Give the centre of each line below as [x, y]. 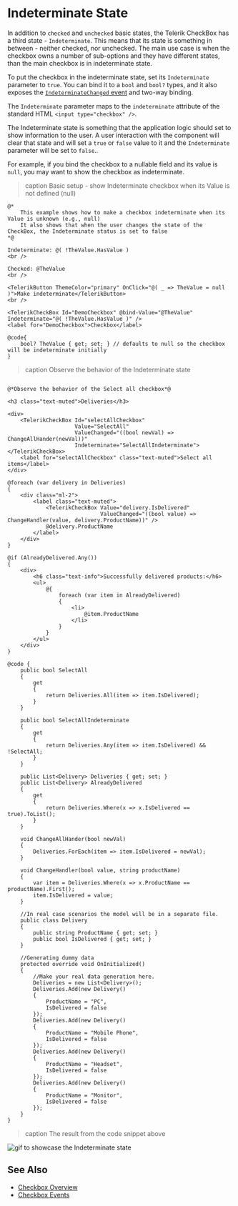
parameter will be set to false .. [53, 150]
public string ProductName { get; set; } [96, 933]
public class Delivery [54, 920]
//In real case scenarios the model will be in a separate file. [120, 914]
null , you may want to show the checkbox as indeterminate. [96, 171]
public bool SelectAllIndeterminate [75, 720]
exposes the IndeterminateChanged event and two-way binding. [100, 92]
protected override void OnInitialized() [83, 964]
